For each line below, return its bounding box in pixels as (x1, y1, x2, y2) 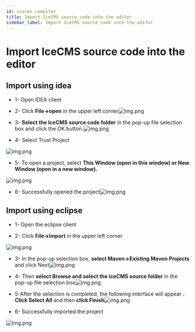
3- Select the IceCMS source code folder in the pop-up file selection (14, 119, 183, 126)
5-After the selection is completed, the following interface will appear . (14, 290, 185, 297)
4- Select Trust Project (14, 136, 70, 144)
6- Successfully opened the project (14, 189, 101, 196)
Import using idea (6, 81, 72, 90)
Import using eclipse (6, 205, 83, 215)
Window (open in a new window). (14, 166, 98, 173)
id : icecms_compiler (6, 8, 57, 15)
